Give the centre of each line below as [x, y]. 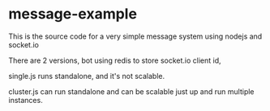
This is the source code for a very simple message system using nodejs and [135, 36]
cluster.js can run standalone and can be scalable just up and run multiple [131, 91]
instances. [26, 100]
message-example [73, 14]
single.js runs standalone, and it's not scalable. [86, 76]
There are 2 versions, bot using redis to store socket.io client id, [115, 60]
